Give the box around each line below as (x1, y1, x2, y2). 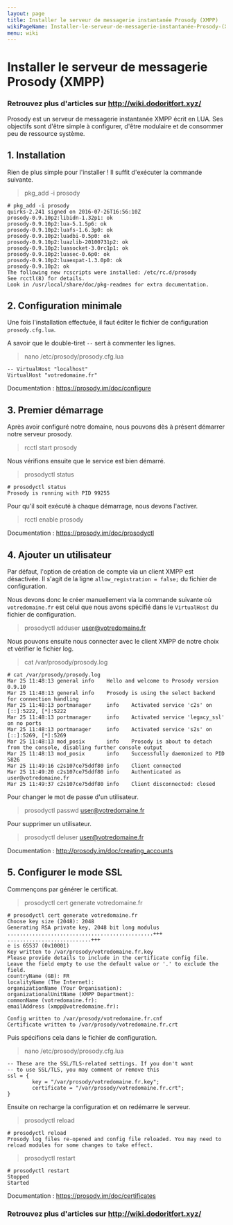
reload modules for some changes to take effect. (7, 1142, 154, 1149)
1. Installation (7, 150, 66, 162)
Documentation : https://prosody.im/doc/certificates (7, 1191, 156, 1200)
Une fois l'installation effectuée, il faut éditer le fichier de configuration (7, 318, 209, 327)
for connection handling (7, 695, 79, 703)
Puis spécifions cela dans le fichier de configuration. (7, 1033, 157, 1041)
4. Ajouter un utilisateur (7, 549, 112, 560)
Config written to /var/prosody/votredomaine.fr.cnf (7, 1015, 163, 1022)
